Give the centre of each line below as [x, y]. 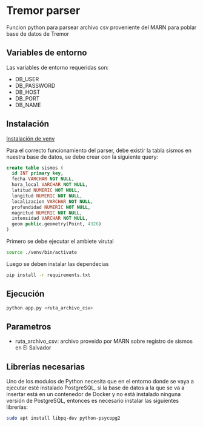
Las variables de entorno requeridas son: [58, 67]
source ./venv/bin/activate [42, 253]
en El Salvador [33, 348]
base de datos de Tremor [38, 33]
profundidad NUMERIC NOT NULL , [51, 207]
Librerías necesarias [46, 367]
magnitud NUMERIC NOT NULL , [47, 213]
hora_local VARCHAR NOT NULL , [50, 185]
